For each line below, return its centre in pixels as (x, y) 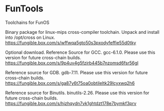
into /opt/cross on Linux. (30, 37)
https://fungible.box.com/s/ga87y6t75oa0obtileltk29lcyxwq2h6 (70, 83)
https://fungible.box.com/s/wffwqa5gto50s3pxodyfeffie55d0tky (71, 42)
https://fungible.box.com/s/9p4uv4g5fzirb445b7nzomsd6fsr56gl (72, 63)
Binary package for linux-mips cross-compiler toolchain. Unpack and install (82, 32)
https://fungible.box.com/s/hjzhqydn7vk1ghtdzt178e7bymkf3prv (71, 103)
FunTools (24, 9)
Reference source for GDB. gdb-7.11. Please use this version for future (77, 72)
